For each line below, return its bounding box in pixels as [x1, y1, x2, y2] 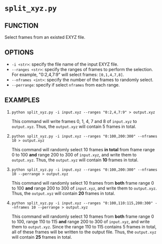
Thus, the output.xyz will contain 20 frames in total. [11, 190, 115, 196]
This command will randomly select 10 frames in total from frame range [11, 146, 155, 152]
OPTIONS [4, 48, 34, 57]
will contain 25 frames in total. [11, 234, 72, 240]
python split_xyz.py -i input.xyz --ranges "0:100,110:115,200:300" [11, 201, 153, 206]
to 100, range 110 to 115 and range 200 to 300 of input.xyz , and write [11, 218, 150, 225]
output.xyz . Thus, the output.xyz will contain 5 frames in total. [11, 123, 136, 129]
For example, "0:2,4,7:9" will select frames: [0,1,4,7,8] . [11, 71, 124, 77]
